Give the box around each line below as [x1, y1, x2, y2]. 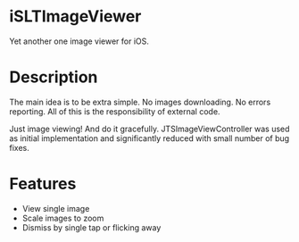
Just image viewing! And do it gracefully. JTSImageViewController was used [9, 123, 290, 134]
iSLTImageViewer [9, 6, 142, 27]
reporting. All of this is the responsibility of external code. [9, 105, 220, 117]
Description [9, 67, 98, 88]
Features [9, 174, 77, 194]
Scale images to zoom [21, 213, 104, 223]
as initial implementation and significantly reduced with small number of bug [9, 132, 290, 144]
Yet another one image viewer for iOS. [9, 36, 150, 46]
